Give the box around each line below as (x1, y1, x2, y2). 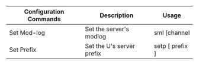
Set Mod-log (9, 29, 46, 37)
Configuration (24, 8, 65, 15)
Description (99, 11, 134, 19)
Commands (27, 15, 61, 23)
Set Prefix (9, 45, 37, 54)
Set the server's (85, 25, 129, 33)
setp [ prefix (153, 42, 188, 50)
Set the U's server (85, 42, 135, 50)
